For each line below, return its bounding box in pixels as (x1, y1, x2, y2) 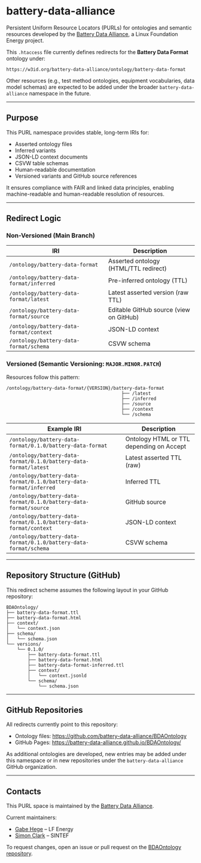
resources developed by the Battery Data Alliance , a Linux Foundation (6, 30, 178, 37)
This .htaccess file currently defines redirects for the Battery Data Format (6, 48, 188, 55)
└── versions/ (6, 641, 42, 647)
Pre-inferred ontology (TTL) (108, 276, 188, 285)
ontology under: (6, 55, 46, 62)
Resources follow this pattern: (6, 374, 80, 381)
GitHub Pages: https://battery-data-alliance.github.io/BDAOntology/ (14, 739, 181, 746)
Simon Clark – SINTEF (14, 832, 69, 839)
